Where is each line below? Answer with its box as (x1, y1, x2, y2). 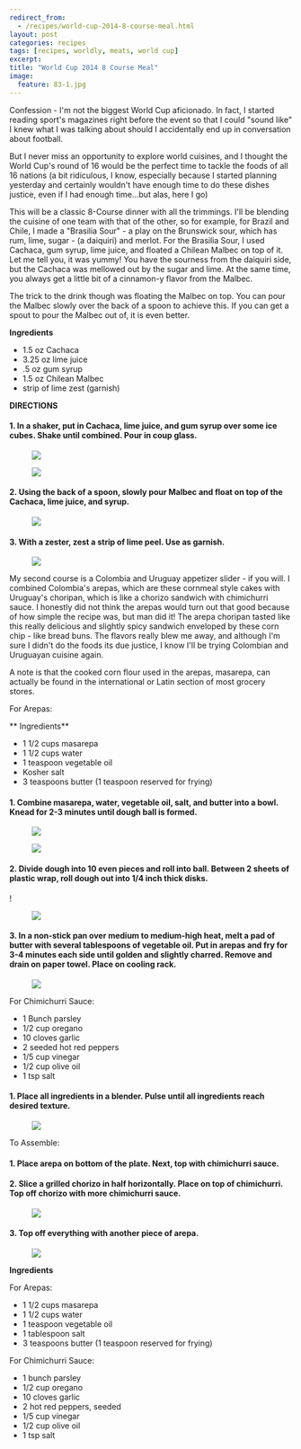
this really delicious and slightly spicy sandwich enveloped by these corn (9, 621, 279, 632)
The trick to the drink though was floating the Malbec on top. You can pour (9, 290, 286, 301)
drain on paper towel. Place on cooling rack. (9, 959, 177, 970)
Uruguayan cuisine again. (9, 649, 104, 660)
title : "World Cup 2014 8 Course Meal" (9, 64, 159, 73)
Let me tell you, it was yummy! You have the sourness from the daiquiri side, (9, 253, 292, 265)
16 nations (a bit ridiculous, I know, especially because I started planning (9, 170, 277, 181)
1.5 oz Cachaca (22, 344, 79, 355)
